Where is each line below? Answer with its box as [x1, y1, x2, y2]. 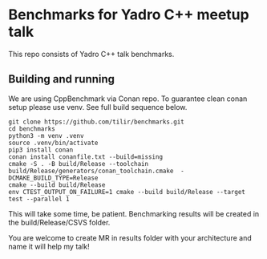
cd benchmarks [8, 124, 56, 133]
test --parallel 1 [8, 195, 70, 203]
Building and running [8, 72, 115, 86]
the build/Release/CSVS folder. [8, 217, 111, 227]
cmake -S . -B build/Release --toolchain [8, 160, 149, 168]
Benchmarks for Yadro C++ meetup [8, 6, 250, 24]
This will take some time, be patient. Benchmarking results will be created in [8, 208, 260, 218]
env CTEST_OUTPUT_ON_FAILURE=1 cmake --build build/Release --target [8, 188, 246, 196]
